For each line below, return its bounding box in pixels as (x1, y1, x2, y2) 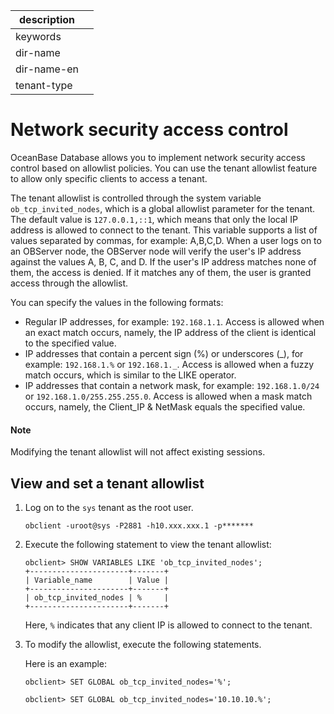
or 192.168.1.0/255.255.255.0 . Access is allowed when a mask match (24, 390, 313, 402)
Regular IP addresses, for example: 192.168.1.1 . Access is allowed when (24, 315, 325, 328)
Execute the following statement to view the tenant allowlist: (24, 538, 272, 550)
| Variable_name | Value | (24, 575, 169, 585)
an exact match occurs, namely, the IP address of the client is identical (24, 326, 317, 338)
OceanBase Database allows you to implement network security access (10, 151, 306, 163)
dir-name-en (15, 62, 80, 76)
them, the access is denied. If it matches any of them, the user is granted (10, 266, 312, 278)
